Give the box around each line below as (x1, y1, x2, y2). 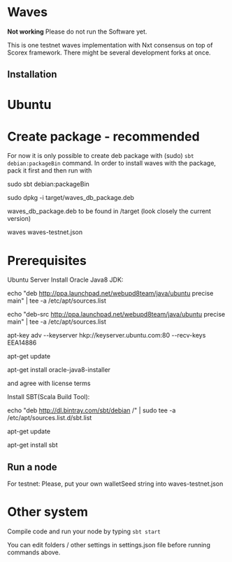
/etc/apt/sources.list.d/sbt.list (7, 414, 92, 422)
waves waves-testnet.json (7, 228, 82, 236)
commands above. (7, 548, 61, 556)
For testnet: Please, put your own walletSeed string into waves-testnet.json (7, 480, 224, 488)
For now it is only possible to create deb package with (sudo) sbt (7, 152, 194, 160)
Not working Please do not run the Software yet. (7, 27, 147, 36)
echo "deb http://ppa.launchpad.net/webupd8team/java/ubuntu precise (7, 289, 214, 298)
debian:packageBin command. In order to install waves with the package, (7, 159, 217, 168)
